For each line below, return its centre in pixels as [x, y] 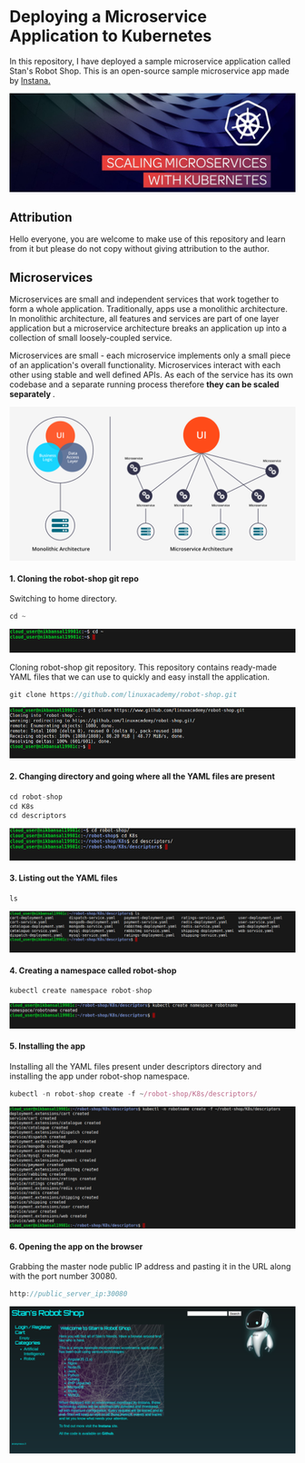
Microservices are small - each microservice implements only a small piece [150, 355]
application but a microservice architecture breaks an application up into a [148, 328]
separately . [32, 394]
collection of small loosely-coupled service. [91, 338]
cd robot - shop [36, 797]
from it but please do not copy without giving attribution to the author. [140, 249]
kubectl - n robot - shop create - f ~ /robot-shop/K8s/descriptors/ [133, 1094]
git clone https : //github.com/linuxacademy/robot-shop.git [123, 694]
